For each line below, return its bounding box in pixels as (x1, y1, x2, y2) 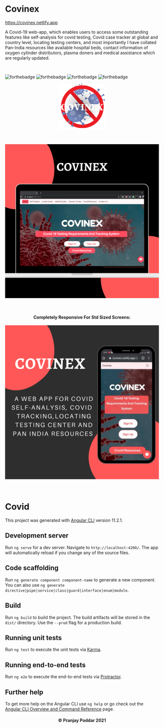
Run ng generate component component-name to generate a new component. (5, 577, 156, 582)
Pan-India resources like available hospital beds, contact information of (5, 44, 148, 50)
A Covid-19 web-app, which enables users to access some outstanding (5, 29, 149, 35)
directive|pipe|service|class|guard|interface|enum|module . (5, 587, 129, 593)
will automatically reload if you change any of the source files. (5, 550, 130, 556)
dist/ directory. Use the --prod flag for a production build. (5, 620, 122, 625)
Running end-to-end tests (5, 661, 86, 669)
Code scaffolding (5, 564, 59, 572)
